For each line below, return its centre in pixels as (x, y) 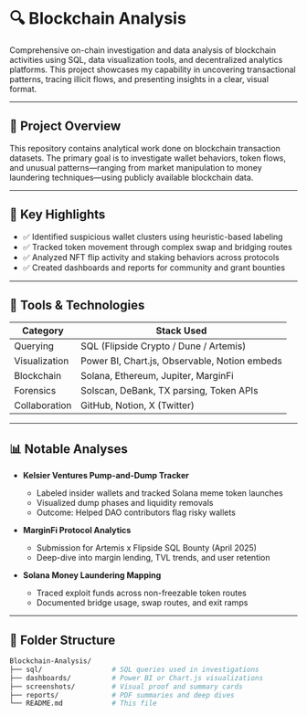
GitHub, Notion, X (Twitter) (138, 405)
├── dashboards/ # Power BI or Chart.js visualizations (136, 678)
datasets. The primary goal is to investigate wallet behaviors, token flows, (148, 158)
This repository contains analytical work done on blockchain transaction (145, 148)
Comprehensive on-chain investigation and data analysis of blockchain (143, 50)
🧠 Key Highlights (58, 215)
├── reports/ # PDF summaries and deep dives (122, 695)
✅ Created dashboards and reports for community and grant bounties (154, 268)
